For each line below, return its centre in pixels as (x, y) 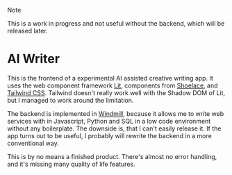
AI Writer (34, 59)
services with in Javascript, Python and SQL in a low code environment (109, 121)
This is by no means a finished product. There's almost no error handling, (112, 156)
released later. (28, 31)
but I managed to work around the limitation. (71, 100)
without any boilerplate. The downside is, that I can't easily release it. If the (114, 128)
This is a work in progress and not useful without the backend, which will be (116, 23)
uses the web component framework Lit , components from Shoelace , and (113, 85)
